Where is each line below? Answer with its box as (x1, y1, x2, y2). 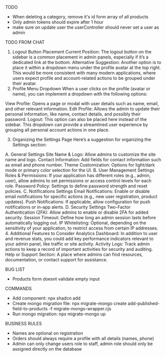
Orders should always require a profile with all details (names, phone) (12, 336, 155, 341)
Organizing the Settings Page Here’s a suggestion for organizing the (12, 136, 151, 142)
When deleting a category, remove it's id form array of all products (12, 14, 149, 19)
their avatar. (12, 80, 37, 86)
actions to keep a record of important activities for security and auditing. (5, 246, 153, 252)
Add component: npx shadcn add (12, 295, 81, 301)
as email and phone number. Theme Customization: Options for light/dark (5, 162, 155, 168)
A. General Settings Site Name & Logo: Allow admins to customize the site (5, 151, 156, 157)
